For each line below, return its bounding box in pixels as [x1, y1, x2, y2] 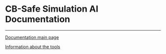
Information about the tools [5, 44, 60, 50]
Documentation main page [5, 34, 59, 40]
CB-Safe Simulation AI [5, 3, 99, 15]
